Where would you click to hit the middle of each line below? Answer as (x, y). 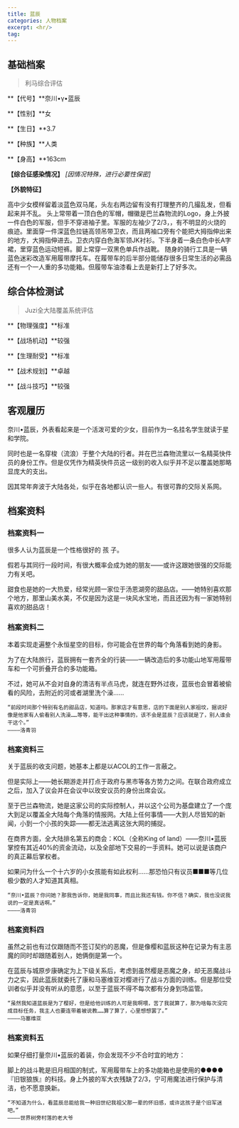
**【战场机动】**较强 (39, 341)
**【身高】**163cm (37, 159)
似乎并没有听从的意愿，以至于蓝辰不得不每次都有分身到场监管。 (113, 989)
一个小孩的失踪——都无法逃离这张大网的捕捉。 (100, 823)
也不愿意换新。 (42, 1088)
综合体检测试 (36, 292)
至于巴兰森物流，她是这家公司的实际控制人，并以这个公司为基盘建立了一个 (116, 805)
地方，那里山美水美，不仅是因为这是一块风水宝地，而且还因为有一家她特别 (122, 598)
